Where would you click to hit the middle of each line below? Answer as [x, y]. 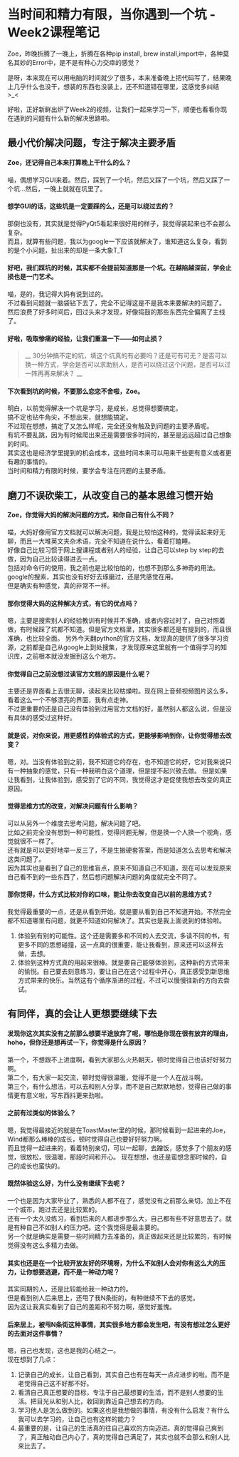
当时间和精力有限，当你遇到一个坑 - [111, 15]
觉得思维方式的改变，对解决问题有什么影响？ [73, 806]
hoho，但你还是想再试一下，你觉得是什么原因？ [78, 1042]
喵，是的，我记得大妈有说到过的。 [57, 294]
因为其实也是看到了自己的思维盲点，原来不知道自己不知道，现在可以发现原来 [119, 868]
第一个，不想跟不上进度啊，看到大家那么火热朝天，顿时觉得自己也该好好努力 [119, 1060]
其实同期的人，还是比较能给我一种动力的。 [70, 1289]
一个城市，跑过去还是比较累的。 [54, 1209]
